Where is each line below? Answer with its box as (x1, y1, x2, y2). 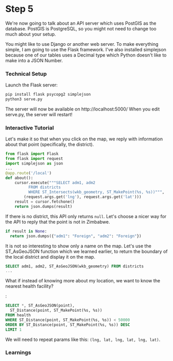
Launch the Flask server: (5, 82, 58, 88)
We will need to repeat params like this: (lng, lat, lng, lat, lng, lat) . (5, 336, 161, 342)
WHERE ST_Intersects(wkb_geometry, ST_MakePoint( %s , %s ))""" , (28, 190, 165, 195)
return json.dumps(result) (14, 204, 73, 209)
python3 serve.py (5, 97, 43, 102)
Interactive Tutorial (5, 124, 54, 131)
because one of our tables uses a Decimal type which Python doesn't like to (5, 52, 167, 58)
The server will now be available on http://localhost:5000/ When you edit (5, 106, 160, 112)
